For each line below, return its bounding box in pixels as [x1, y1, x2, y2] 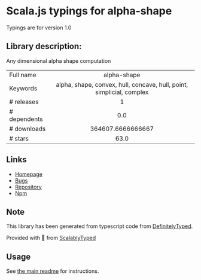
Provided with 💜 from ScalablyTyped [6, 235, 96, 242]
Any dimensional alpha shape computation [6, 57, 111, 64]
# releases [9, 98, 39, 106]
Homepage [14, 171, 43, 178]
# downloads [9, 124, 46, 133]
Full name [9, 71, 37, 79]
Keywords [9, 84, 38, 92]
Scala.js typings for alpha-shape [6, 4, 172, 18]
